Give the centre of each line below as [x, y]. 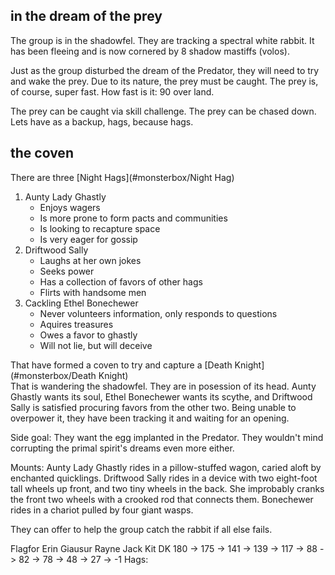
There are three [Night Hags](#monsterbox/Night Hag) [122, 177]
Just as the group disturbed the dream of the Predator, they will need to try [165, 70]
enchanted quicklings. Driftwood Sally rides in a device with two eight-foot [164, 478]
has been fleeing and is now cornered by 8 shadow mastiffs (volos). [150, 51]
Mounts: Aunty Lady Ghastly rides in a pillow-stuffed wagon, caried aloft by [166, 467]
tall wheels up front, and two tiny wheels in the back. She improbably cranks [167, 488]
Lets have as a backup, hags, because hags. [102, 121]
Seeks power [67, 271]
